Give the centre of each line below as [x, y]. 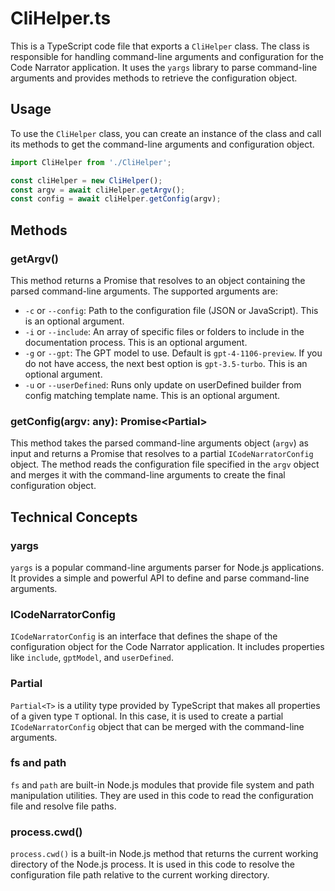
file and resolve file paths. [63, 806]
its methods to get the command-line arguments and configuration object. [162, 144]
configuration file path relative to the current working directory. [140, 875]
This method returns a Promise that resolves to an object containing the [158, 280]
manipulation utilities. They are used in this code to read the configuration [162, 795]
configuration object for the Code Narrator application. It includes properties [167, 647]
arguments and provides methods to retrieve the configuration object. [154, 78]
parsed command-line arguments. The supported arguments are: [144, 291]
